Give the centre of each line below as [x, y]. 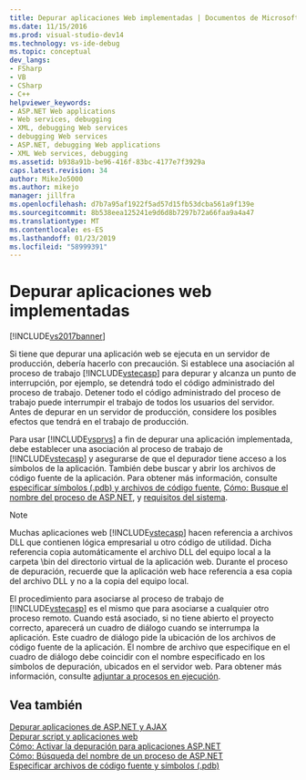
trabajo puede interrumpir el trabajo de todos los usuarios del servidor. [142, 403]
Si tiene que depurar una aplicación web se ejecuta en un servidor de [140, 354]
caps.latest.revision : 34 [58, 170]
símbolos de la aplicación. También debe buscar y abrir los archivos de [143, 468]
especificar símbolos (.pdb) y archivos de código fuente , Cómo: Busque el [149, 487]
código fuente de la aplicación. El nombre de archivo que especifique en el [150, 647]
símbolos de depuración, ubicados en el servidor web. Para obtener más [146, 667]
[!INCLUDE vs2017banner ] [58, 336]
